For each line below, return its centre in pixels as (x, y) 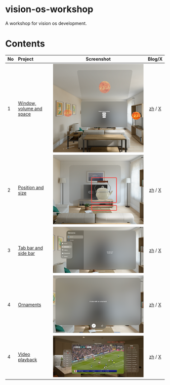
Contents (25, 44)
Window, (27, 103)
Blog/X (155, 59)
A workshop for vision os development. (46, 23)
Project (26, 59)
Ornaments (30, 305)
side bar (27, 253)
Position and (31, 187)
